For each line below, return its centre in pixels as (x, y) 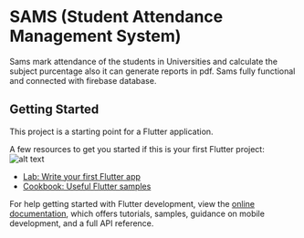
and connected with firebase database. (83, 80)
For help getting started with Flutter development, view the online (132, 203)
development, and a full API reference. (82, 223)
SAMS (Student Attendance (116, 17)
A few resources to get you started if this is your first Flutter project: (137, 149)
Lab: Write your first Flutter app (82, 176)
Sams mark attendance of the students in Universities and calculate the (144, 61)
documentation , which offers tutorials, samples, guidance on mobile (137, 213)
